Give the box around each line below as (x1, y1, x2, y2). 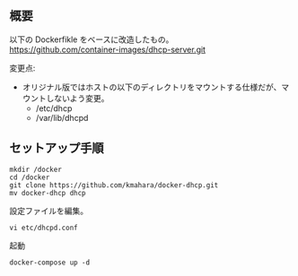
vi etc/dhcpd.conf (9, 223, 78, 232)
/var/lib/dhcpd (35, 112, 89, 123)
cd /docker (9, 173, 50, 182)
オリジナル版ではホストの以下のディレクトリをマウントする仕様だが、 (22, 82, 282, 92)
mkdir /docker (9, 165, 63, 174)
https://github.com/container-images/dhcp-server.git (9, 44, 206, 55)
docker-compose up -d (9, 258, 91, 267)
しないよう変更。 (46, 92, 110, 103)
